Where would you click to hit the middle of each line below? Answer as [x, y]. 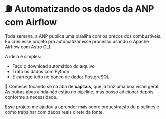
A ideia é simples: [23, 56]
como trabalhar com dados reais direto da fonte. [55, 112]
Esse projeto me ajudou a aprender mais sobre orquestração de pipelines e [82, 107]
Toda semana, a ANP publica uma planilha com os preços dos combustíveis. [83, 36]
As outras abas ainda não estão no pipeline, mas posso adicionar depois [79, 92]
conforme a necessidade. [31, 97]
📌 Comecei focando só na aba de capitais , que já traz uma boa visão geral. [82, 86]
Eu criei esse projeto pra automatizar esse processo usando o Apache [77, 41]
